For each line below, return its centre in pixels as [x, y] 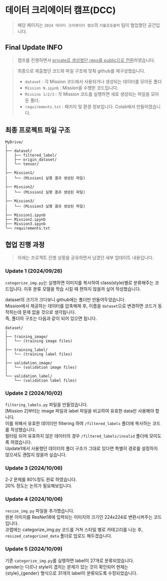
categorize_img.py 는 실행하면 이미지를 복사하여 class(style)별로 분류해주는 [79, 282]
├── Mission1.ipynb [25, 215]
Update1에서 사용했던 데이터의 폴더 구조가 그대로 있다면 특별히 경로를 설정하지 [81, 448]
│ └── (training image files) [39, 341]
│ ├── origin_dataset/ [31, 159]
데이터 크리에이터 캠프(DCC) [60, 10]
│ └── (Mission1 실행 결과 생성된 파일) [45, 178]
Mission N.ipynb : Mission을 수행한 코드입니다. [71, 88]
